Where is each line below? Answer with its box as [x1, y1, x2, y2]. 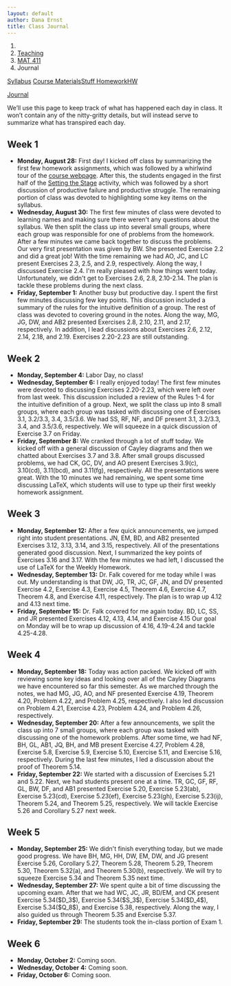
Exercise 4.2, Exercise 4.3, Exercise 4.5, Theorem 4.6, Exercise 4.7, [16, 585, 207, 593]
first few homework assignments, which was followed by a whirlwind [16, 164, 212, 172]
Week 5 [7, 827, 40, 838]
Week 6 [7, 938, 41, 949]
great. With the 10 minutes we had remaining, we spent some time [16, 474, 204, 481]
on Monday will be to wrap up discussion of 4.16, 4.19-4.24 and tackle [16, 621, 215, 630]
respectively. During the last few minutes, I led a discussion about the [16, 755, 214, 763]
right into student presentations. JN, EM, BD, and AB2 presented [16, 534, 200, 542]
